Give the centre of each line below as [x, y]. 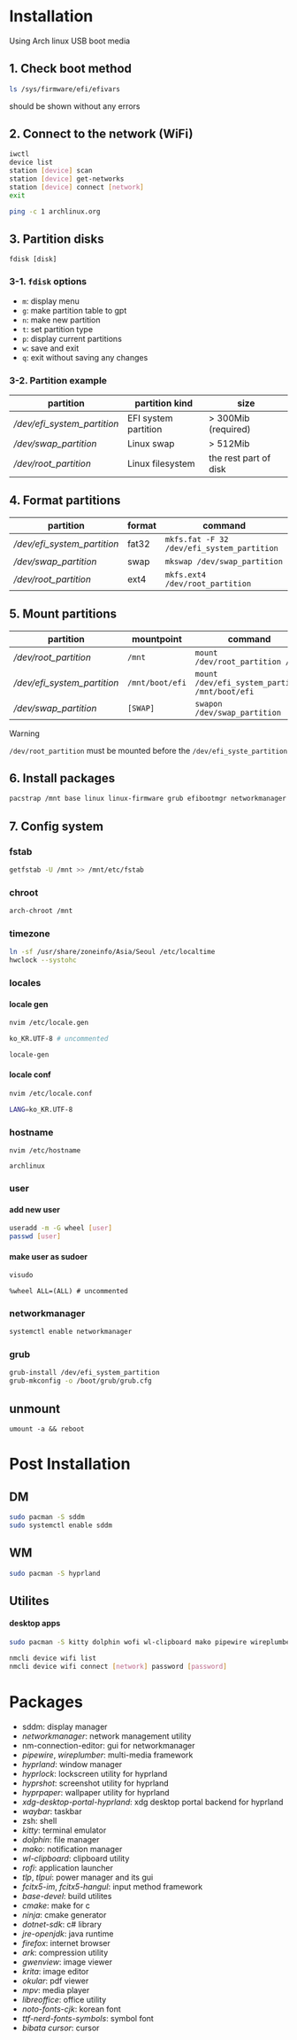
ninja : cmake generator [64, 1914]
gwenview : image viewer [67, 1962]
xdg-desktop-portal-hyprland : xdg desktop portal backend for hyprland [152, 1802]
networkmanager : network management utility [107, 1736]
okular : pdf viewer [55, 1981]
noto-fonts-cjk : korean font [71, 2009]
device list [31, 163]
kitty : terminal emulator [64, 1830]
